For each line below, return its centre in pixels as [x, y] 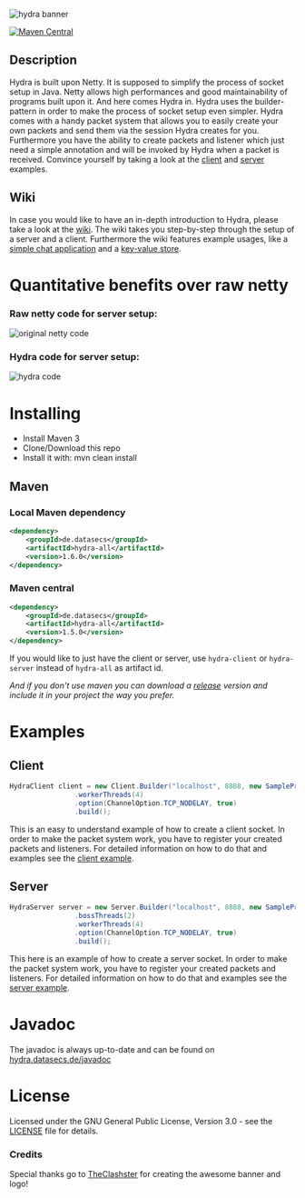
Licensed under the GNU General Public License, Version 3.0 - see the [141, 1121]
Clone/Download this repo [71, 448]
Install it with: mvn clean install [80, 458]
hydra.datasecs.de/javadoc [60, 1059]
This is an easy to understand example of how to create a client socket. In [148, 829]
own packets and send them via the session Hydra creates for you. [134, 130]
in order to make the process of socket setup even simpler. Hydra [161, 111]
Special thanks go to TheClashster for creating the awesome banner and [145, 1173]
